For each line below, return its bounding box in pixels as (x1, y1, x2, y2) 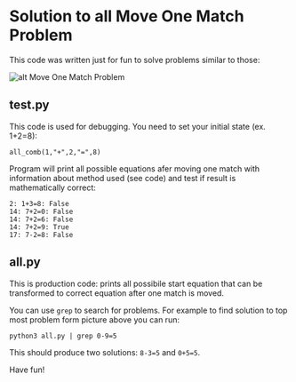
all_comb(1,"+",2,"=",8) (9, 147, 101, 156)
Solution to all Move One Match (9, 6, 244, 27)
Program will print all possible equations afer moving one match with (9, 163, 260, 174)
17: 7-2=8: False (9, 230, 74, 239)
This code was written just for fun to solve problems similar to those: (9, 54, 260, 65)
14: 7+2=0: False (9, 207, 74, 216)
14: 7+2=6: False (9, 215, 74, 224)
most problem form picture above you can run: (9, 314, 180, 325)
